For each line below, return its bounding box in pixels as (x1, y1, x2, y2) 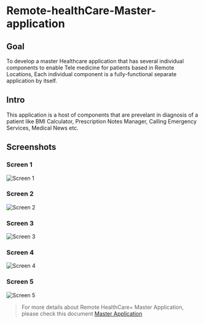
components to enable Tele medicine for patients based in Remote (6, 64, 175, 71)
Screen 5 (6, 278, 34, 286)
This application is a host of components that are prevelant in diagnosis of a (6, 111, 198, 119)
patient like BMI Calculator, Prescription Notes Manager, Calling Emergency (6, 117, 197, 125)
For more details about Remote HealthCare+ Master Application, (21, 303, 184, 311)
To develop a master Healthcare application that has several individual (6, 58, 184, 64)
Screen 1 (6, 160, 33, 169)
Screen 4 (6, 248, 34, 257)
